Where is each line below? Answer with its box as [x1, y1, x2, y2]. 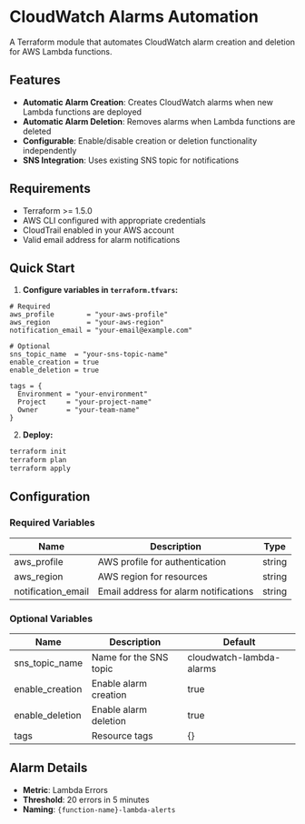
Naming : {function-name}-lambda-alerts [22, 803, 176, 815]
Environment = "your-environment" [17, 389, 148, 399]
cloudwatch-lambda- [187, 650, 281, 663]
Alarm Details [9, 760, 88, 776]
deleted [22, 126, 52, 136]
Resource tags [91, 729, 153, 742]
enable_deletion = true [9, 366, 100, 375]
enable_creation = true [9, 357, 100, 367]
